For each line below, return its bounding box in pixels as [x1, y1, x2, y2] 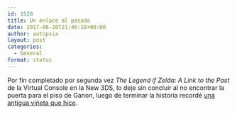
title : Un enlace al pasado [7, 17, 91, 24]
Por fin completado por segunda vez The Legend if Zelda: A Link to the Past [7, 76, 230, 84]
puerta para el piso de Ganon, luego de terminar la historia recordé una [7, 91, 215, 99]
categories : [7, 43, 43, 50]
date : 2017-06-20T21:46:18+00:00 [7, 23, 106, 30]
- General [13, 50, 43, 57]
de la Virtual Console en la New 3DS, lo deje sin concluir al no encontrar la [7, 83, 225, 92]
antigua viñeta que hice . [7, 98, 78, 107]
